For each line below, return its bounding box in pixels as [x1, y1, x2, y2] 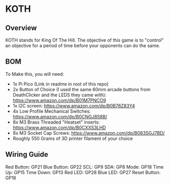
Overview [5, 24, 37, 32]
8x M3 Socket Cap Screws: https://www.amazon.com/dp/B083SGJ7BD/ [12, 130, 165, 136]
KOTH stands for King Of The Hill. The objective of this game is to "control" [5, 37, 164, 43]
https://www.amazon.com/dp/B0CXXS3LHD [12, 124, 106, 131]
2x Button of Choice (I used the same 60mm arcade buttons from [12, 86, 151, 92]
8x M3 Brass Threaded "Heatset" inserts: [12, 119, 100, 125]
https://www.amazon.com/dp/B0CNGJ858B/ [12, 113, 108, 119]
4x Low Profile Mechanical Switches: [12, 108, 91, 114]
